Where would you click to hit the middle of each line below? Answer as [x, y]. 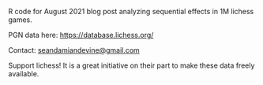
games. [21, 20]
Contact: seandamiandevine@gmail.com [74, 50]
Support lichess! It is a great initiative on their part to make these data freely [131, 65]
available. [24, 74]
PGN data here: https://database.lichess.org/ [81, 35]
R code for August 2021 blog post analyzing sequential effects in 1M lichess [131, 11]
